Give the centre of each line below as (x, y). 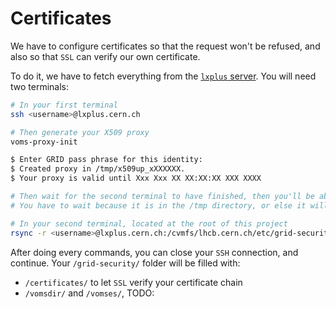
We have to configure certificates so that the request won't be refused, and (165, 46)
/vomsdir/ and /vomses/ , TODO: (89, 293)
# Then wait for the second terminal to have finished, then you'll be (162, 197)
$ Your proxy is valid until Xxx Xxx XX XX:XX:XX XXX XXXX (136, 178)
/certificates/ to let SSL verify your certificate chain (133, 282)
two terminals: (40, 86)
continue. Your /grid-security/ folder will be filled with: (125, 263)
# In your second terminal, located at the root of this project (149, 223)
